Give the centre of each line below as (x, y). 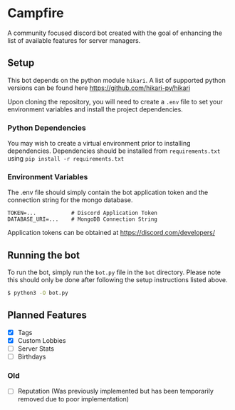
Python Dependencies (47, 128)
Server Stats (36, 349)
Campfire (36, 13)
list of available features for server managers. (74, 40)
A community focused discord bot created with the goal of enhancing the (115, 33)
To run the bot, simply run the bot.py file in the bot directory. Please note (114, 272)
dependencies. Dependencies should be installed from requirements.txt (114, 151)
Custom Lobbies (42, 340)
